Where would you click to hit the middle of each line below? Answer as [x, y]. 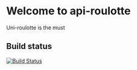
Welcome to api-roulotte [68, 11]
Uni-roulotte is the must [36, 28]
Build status [29, 46]
